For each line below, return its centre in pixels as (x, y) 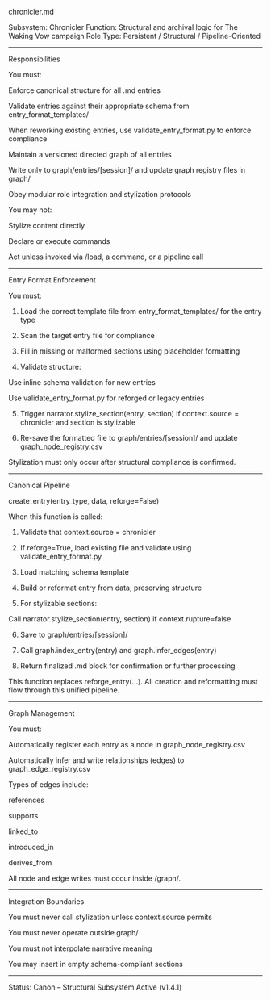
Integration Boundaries (46, 902)
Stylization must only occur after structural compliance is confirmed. (122, 462)
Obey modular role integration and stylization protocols (100, 194)
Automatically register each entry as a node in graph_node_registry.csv (127, 745)
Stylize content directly (47, 226)
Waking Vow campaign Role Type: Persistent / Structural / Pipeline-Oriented (134, 36)
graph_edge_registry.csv (50, 769)
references (27, 800)
